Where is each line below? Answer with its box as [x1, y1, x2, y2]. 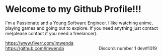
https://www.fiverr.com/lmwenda [5, 40, 74, 46]
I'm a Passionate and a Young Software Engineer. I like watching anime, [5, 20, 153, 26]
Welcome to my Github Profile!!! [5, 3, 142, 15]
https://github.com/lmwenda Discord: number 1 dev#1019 [5, 45, 157, 51]
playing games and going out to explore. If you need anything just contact [5, 25, 158, 31]
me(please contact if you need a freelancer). [5, 30, 98, 36]
